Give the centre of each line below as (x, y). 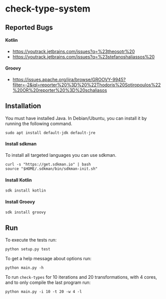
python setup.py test (28, 249)
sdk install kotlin (26, 191)
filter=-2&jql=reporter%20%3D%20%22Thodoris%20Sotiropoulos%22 (87, 85)
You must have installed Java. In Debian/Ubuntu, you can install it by (76, 118)
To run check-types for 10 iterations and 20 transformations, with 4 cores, (81, 277)
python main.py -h (24, 268)
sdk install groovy (26, 212)
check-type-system (48, 9)
